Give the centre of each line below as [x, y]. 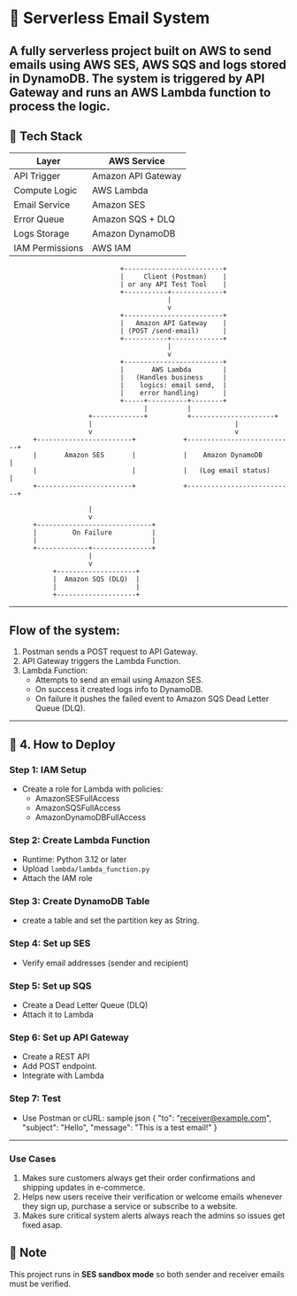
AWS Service [137, 161]
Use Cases [33, 1159]
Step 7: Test [35, 1098]
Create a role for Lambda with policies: [92, 789]
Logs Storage [42, 234]
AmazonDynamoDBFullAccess [91, 817]
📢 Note [28, 1253]
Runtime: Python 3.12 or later [74, 860]
